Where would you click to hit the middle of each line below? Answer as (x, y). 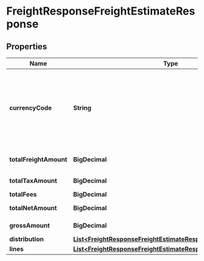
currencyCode (31, 108)
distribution (27, 239)
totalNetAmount (33, 208)
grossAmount (30, 225)
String (82, 108)
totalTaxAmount (33, 181)
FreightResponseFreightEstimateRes (101, 11)
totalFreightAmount (39, 159)
